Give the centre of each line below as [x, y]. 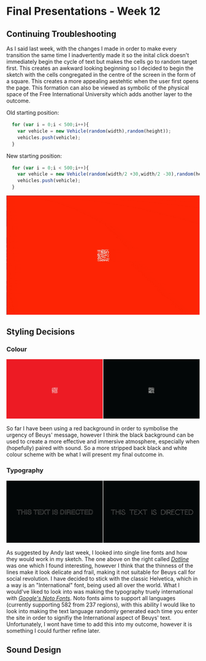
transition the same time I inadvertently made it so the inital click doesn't [98, 55]
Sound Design [34, 650]
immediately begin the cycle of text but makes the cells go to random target [102, 62]
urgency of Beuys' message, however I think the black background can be [100, 435]
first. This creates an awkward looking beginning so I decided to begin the [100, 68]
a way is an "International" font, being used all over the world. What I [93, 585]
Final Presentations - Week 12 [83, 11]
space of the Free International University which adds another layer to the [99, 94]
